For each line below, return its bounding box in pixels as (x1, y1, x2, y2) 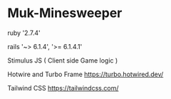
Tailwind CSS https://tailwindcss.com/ (7, 83, 119, 92)
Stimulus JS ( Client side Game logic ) (7, 56, 118, 65)
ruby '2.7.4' (7, 28, 41, 37)
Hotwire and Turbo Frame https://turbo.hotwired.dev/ (7, 70, 164, 78)
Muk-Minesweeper (7, 5, 123, 21)
